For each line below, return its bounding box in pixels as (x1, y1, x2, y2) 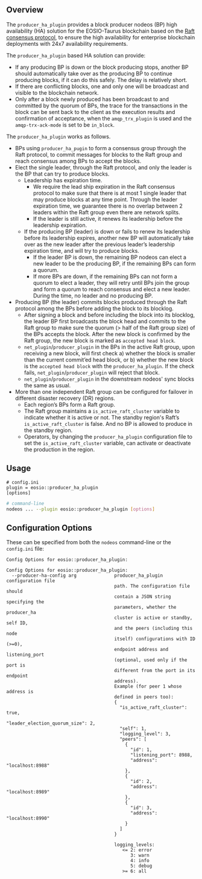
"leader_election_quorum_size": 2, (6, 720, 96, 726)
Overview (6, 5, 44, 15)
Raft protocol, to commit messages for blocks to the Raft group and (14, 151, 183, 158)
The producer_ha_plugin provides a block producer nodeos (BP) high (6, 21, 178, 28)
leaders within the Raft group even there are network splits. (33, 208, 180, 216)
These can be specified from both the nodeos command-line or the (6, 539, 171, 546)
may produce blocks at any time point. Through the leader (33, 195, 178, 203)
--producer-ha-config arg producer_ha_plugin (11, 573, 163, 579)
